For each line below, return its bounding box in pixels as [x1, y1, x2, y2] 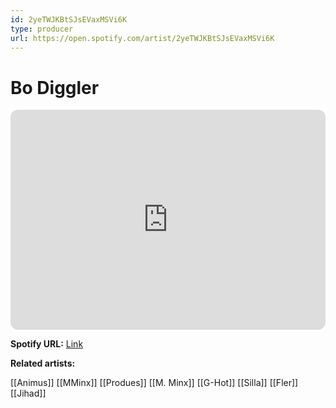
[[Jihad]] [10, 387, 47, 400]
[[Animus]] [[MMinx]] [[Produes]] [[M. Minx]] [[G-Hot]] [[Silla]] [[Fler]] [10, 377, 299, 389]
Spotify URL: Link [10, 338, 84, 350]
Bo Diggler [10, 76, 100, 99]
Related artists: [10, 357, 76, 370]
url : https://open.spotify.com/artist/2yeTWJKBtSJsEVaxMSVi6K [10, 33, 275, 43]
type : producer [10, 24, 74, 34]
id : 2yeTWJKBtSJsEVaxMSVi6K [10, 14, 128, 25]
